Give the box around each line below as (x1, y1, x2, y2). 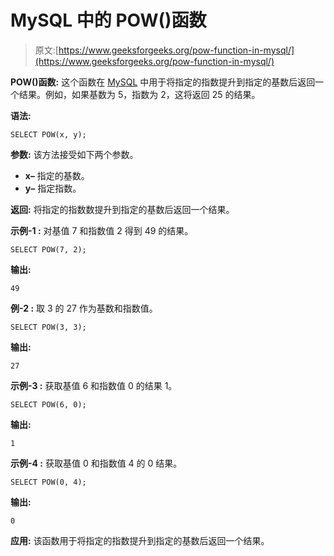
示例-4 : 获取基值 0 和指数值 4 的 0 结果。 (10, 457, 183, 469)
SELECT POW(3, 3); (10, 322, 87, 332)
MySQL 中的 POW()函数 (10, 9, 207, 32)
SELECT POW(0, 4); (10, 477, 87, 487)
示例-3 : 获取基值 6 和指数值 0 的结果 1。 (10, 379, 178, 391)
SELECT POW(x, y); (10, 129, 87, 140)
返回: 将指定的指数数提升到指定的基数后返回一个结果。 (10, 203, 235, 215)
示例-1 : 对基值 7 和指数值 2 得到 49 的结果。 (10, 224, 194, 236)
